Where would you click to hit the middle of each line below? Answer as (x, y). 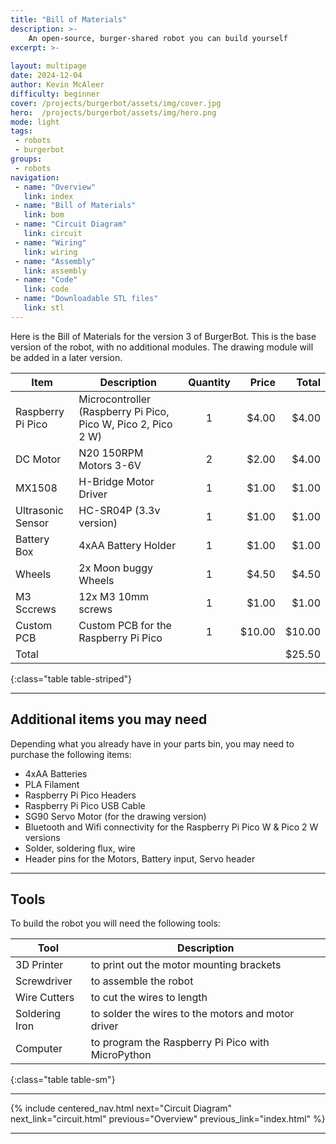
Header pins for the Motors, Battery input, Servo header (140, 858)
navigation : (35, 177)
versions (42, 837)
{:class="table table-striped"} (71, 678)
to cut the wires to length (149, 998)
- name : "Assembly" (55, 261)
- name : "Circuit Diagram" (71, 224)
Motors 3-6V (110, 465)
